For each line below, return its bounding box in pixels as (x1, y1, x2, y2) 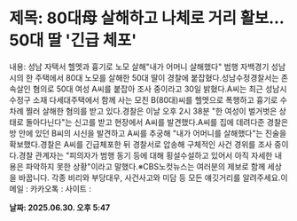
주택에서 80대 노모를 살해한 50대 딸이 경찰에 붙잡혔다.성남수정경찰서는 (35, 72, 279, 83)
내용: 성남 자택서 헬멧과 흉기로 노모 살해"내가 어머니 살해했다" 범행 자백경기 (9, 61, 270, 72)
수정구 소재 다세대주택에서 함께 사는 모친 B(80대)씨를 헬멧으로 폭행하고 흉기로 (9, 94, 278, 105)
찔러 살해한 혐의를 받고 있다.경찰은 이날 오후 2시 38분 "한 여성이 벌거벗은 (25, 106, 277, 116)
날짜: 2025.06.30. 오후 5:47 (9, 201, 111, 213)
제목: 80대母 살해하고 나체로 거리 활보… (9, 8, 285, 28)
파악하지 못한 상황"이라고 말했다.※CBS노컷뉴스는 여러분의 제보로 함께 (25, 161, 266, 171)
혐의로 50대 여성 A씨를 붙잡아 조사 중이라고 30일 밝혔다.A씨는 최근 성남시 (32, 83, 287, 94)
